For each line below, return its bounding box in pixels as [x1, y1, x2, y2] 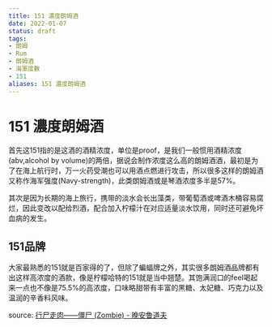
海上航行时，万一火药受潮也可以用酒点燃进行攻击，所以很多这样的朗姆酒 [22, 166, 264, 175]
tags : [8, 34, 27, 43]
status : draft [8, 27, 57, 35]
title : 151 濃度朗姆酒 [8, 11, 79, 20]
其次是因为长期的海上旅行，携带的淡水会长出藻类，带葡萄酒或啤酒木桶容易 [8, 193, 257, 203]
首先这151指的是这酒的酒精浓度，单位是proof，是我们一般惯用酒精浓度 [8, 145, 243, 155]
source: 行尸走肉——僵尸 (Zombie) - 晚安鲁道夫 [8, 310, 168, 321]
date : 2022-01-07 [8, 19, 67, 28]
